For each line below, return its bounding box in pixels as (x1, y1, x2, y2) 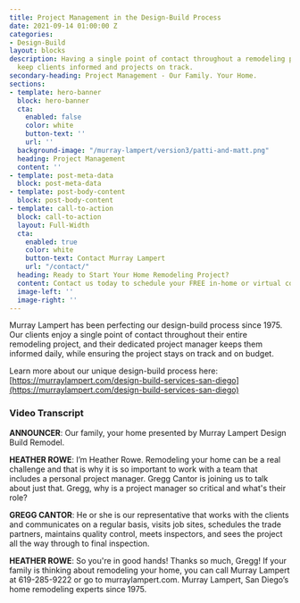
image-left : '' (17, 287, 74, 296)
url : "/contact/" (25, 263, 90, 272)
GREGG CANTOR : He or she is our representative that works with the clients (9, 509, 289, 520)
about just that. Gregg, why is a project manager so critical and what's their (9, 482, 287, 493)
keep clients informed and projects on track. (17, 63, 194, 72)
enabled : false (25, 113, 82, 121)
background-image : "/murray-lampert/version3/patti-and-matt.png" (17, 146, 270, 155)
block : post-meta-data (17, 180, 102, 188)
